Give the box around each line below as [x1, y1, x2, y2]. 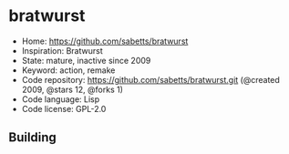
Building [8, 129, 57, 146]
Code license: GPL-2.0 [21, 103, 107, 114]
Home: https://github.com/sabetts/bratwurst [21, 36, 189, 46]
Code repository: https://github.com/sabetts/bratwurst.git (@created [21, 74, 280, 85]
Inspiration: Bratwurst [21, 45, 103, 56]
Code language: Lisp [21, 93, 100, 105]
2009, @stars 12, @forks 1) [21, 84, 124, 95]
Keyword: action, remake [21, 65, 116, 76]
